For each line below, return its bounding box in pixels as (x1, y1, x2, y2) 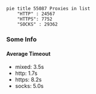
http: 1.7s (14, 69, 38, 77)
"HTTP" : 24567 (17, 11, 56, 17)
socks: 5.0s (14, 83, 44, 90)
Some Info (6, 35, 37, 43)
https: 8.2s (14, 76, 42, 83)
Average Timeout (6, 50, 51, 57)
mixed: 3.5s (14, 63, 44, 71)
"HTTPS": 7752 (17, 16, 53, 22)
